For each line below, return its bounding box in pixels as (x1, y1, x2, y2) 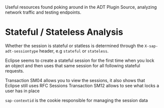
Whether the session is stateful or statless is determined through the (5, 43, 144, 49)
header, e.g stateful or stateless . (39, 48, 109, 54)
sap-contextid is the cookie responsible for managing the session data (5, 97, 148, 103)
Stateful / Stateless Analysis (5, 27, 124, 38)
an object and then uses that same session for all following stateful (5, 62, 140, 68)
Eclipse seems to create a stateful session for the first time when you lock (5, 57, 155, 63)
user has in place (5, 88, 40, 94)
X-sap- (144, 44, 158, 49)
